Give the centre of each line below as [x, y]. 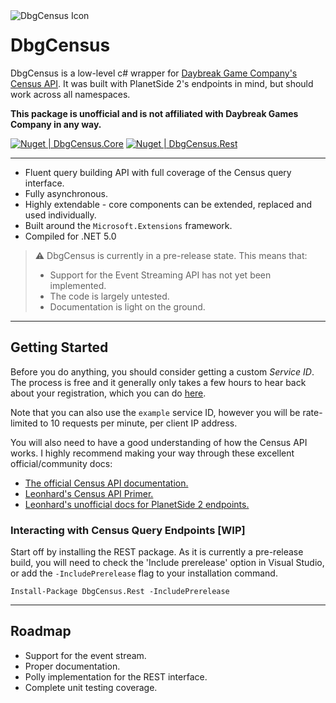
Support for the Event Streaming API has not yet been [160, 275]
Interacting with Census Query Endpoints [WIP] [128, 530]
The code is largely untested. [109, 296]
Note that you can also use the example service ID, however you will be [155, 412]
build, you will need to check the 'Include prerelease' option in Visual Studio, [167, 563]
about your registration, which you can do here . [108, 393]
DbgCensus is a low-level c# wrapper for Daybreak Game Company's [154, 73]
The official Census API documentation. [106, 483]
